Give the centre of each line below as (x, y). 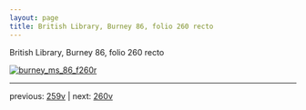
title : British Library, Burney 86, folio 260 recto (112, 26)
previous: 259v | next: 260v (61, 95)
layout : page (34, 18)
